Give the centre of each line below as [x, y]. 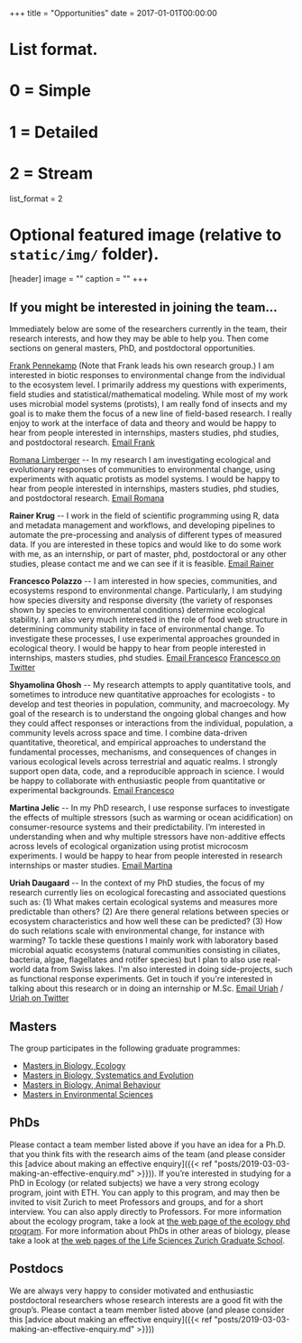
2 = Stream [51, 173]
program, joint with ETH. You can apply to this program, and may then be [145, 1192]
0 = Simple [50, 91]
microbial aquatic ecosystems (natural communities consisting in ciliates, [145, 950]
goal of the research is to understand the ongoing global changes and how [148, 714]
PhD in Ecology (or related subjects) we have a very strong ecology [134, 1182]
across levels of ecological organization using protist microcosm [129, 847]
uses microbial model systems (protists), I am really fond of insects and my [148, 404]
